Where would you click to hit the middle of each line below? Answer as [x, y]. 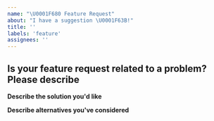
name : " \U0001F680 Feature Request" [61, 14]
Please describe [43, 79]
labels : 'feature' [34, 33]
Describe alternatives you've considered [68, 110]
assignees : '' [28, 40]
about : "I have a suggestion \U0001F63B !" [70, 20]
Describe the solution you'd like [55, 96]
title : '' [22, 27]
